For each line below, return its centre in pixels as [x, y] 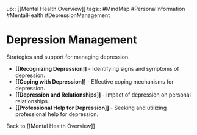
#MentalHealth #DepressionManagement [58, 15]
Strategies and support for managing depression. [68, 57]
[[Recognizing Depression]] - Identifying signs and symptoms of [97, 68]
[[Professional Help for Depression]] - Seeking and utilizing [91, 108]
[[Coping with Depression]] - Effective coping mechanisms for [94, 81]
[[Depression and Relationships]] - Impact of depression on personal [103, 95]
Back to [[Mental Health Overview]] [51, 126]
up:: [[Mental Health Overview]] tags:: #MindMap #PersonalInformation [96, 9]
